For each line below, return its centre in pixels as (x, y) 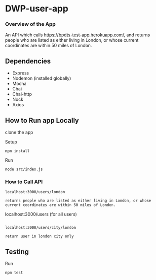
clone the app (19, 133)
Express (20, 73)
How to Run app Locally (42, 120)
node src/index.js (24, 169)
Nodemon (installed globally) (42, 78)
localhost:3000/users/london (35, 192)
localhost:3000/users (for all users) (41, 214)
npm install (17, 151)
